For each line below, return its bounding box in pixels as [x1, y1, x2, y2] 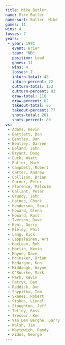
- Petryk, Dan [7, 279, 38, 285]
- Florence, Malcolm [7, 184, 51, 189]
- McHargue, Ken [7, 260, 42, 266]
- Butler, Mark [7, 160, 40, 165]
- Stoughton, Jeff [7, 303, 47, 309]
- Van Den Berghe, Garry [7, 318, 60, 323]
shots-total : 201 [12, 112, 49, 118]
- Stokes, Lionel [7, 299, 44, 304]
